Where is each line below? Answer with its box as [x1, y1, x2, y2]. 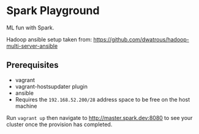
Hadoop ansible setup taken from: [6, 35, 92, 43]
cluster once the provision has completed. [6, 121, 113, 128]
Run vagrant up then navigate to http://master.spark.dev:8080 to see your [6, 114, 193, 121]
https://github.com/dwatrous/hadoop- [93, 35, 190, 43]
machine [15, 102, 38, 110]
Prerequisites [6, 60, 59, 70]
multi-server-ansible [6, 42, 58, 50]
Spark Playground [6, 4, 100, 18]
